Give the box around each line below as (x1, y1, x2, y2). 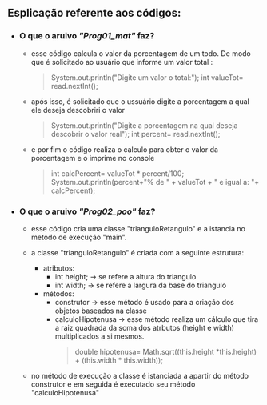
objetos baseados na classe (54, 306, 147, 315)
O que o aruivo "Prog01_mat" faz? (18, 30, 155, 42)
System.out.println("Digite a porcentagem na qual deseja (50, 120, 238, 130)
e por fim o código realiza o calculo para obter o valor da (30, 144, 219, 154)
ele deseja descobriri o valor (30, 105, 126, 114)
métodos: (42, 288, 75, 299)
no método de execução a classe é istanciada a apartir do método (30, 371, 249, 380)
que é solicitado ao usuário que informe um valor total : (30, 57, 213, 66)
